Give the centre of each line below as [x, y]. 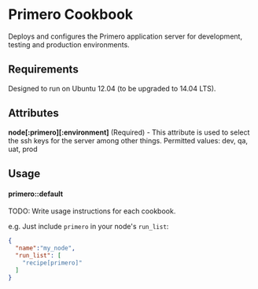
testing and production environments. [69, 44]
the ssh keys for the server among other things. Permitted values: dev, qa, [128, 140]
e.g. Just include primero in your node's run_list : [88, 227]
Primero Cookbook [71, 15]
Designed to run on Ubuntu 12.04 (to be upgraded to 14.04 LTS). [112, 88]
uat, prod [23, 149]
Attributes [33, 113]
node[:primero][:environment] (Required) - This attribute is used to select [129, 132]
